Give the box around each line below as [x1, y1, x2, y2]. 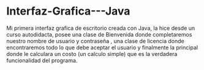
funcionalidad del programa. [6, 57, 78, 64]
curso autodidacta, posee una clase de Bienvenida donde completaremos [6, 30, 192, 38]
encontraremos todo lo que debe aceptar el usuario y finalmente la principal [6, 44, 198, 51]
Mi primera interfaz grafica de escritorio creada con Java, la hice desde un [6, 24, 195, 32]
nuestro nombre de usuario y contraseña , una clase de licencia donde [6, 37, 185, 44]
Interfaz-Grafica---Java [6, 4, 130, 18]
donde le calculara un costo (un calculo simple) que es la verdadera [6, 50, 178, 57]
